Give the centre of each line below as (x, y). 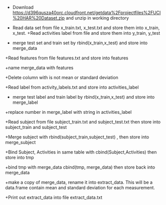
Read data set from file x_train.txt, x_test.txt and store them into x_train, (86, 28)
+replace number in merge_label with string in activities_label (68, 112)
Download (23, 7)
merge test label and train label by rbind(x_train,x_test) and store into (84, 97)
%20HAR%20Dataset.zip (39, 18)
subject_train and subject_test (36, 127)
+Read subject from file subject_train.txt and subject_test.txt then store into (83, 122)
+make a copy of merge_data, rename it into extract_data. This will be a (79, 182)
